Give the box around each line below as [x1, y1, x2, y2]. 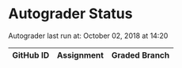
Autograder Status [8, 5, 133, 23]
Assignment [56, 49, 104, 60]
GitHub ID [12, 49, 50, 60]
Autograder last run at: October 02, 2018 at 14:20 [8, 31, 169, 40]
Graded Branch [111, 49, 170, 60]
